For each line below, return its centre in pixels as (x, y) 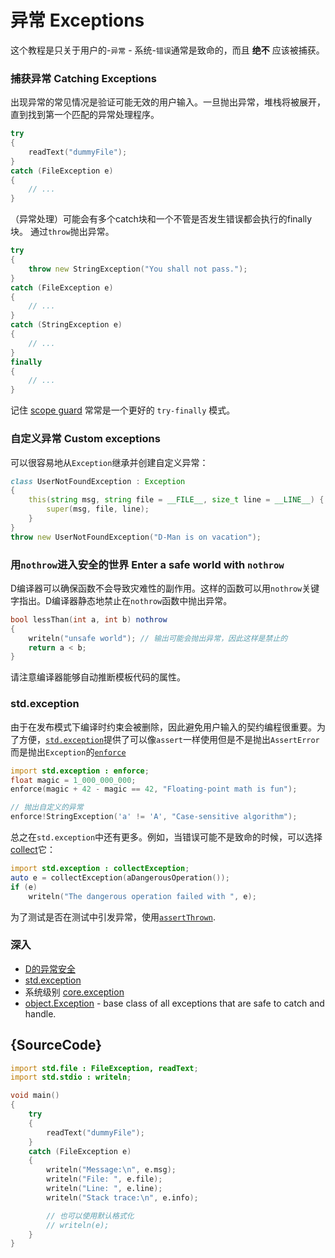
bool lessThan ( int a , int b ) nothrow (89, 619)
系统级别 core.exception (74, 992)
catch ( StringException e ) (66, 325)
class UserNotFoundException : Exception (98, 481)
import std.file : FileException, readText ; (104, 1068)
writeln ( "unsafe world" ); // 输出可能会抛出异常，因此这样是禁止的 (158, 638)
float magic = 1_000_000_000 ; (73, 780)
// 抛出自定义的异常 (47, 807)
